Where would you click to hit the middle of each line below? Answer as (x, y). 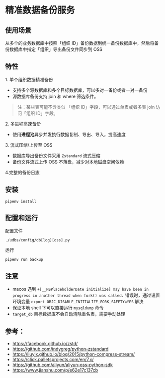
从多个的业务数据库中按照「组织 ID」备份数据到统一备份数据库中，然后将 (80, 43)
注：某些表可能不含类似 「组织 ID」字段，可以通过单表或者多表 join (86, 107)
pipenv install (21, 201)
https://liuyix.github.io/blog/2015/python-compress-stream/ (74, 354)
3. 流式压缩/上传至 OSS (29, 145)
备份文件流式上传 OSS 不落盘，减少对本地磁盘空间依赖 (68, 162)
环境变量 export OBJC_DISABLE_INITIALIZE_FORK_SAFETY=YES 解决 (78, 302)
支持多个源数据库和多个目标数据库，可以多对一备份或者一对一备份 (80, 90)
